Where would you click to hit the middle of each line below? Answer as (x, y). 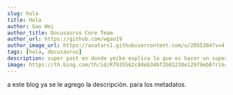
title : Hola (24, 20)
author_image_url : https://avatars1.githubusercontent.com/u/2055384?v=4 (116, 45)
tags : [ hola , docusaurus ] (44, 52)
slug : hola (23, 13)
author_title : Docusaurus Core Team (60, 33)
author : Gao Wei (31, 26)
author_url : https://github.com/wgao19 (65, 39)
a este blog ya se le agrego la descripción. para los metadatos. (97, 84)
